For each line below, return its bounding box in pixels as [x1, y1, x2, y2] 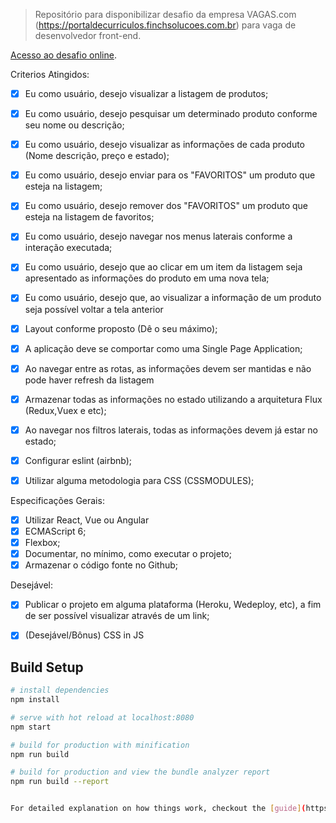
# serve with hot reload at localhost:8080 [10, 712, 195, 723]
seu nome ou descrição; [24, 119, 125, 131]
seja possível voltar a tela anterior [24, 303, 164, 315]
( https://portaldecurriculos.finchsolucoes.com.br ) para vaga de [34, 19, 297, 31]
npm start [10, 722, 52, 732]
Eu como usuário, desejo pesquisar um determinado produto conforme [24, 108, 318, 120]
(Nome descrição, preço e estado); [24, 150, 170, 162]
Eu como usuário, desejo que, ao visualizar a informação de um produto [24, 292, 322, 304]
